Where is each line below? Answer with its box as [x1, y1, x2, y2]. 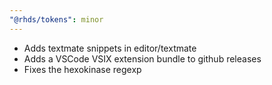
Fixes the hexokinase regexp [23, 63, 142, 75]
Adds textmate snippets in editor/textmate [23, 42, 197, 54]
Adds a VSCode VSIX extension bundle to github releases [23, 52, 262, 65]
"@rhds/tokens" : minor [9, 14, 104, 25]
